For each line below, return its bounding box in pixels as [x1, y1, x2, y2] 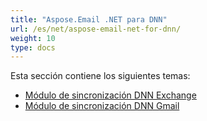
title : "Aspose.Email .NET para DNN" [10, 14, 168, 25]
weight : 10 [10, 33, 56, 43]
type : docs [10, 42, 56, 53]
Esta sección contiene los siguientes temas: [10, 70, 191, 82]
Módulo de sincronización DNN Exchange [24, 89, 197, 101]
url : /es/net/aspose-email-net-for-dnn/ [10, 24, 182, 34]
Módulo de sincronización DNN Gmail [24, 100, 180, 112]
